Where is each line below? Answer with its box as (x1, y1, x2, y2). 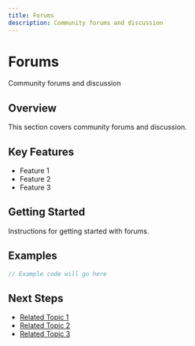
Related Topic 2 (19, 321, 71, 330)
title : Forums (8, 11, 55, 20)
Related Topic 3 (19, 329, 71, 339)
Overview (8, 101, 57, 115)
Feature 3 (19, 182, 51, 193)
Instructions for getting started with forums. (8, 226, 149, 236)
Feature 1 (19, 166, 50, 175)
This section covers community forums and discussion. (8, 123, 187, 132)
